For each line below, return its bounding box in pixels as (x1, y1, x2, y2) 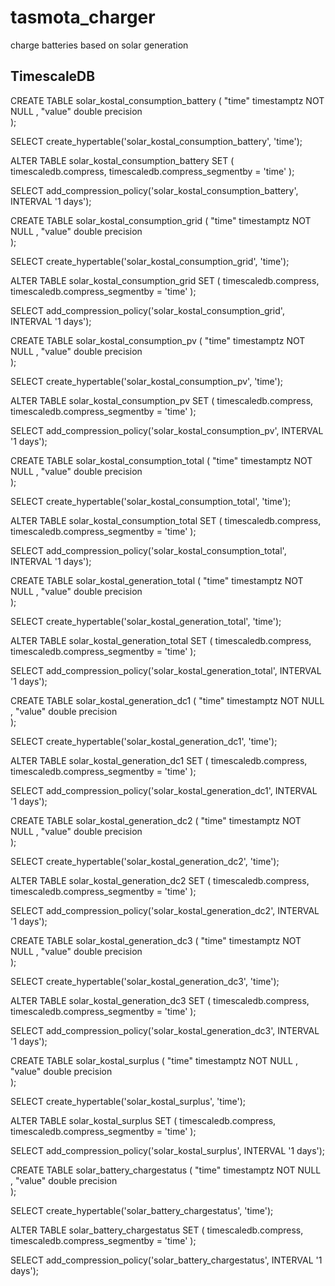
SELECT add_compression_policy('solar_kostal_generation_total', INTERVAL (10, 664, 322, 676)
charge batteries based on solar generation (10, 39, 189, 51)
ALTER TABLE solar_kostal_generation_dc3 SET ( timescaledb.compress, (10, 994, 310, 1006)
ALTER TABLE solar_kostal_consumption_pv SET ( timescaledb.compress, (10, 394, 314, 406)
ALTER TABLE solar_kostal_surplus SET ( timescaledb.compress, (10, 1114, 277, 1126)
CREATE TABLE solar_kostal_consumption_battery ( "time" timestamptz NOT (10, 94, 325, 106)
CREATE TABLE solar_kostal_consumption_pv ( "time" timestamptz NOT (10, 334, 306, 346)
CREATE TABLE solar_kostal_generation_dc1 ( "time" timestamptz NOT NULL (10, 694, 325, 706)
